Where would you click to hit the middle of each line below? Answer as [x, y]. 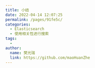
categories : [18, 24]
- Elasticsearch [27, 29]
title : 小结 [17, 10]
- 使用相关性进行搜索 [29, 34]
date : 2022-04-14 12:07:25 [34, 15]
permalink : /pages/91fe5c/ [34, 19]
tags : [11, 39]
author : [14, 48]
